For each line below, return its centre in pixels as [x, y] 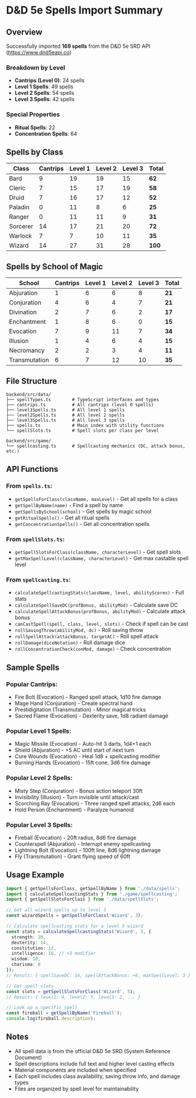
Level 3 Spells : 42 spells [44, 99]
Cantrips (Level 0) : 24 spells [49, 81]
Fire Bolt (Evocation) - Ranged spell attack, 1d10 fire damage [88, 697]
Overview [24, 32]
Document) [28, 1057]
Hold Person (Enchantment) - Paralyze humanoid [74, 809]
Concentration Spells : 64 [46, 134]
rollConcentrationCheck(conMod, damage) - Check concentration [93, 649]
